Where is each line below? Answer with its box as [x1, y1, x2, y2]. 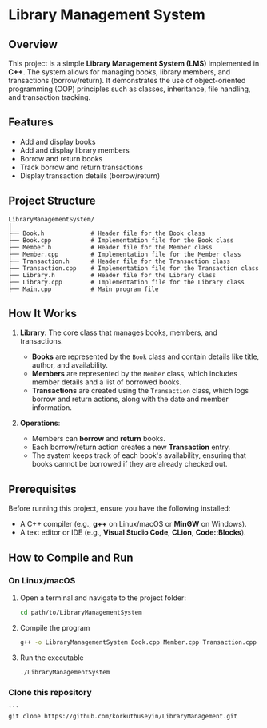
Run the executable [19, 653, 84, 662]
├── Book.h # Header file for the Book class [8, 229, 205, 237]
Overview [8, 38, 58, 51]
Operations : [19, 418, 61, 428]
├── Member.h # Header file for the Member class [8, 243, 213, 251]
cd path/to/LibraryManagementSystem [19, 608, 142, 616]
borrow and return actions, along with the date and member [31, 394, 229, 404]
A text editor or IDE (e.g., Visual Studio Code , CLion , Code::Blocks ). [19, 527, 246, 537]
